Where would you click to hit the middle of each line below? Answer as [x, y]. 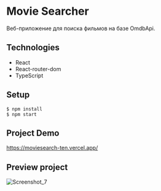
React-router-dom [38, 69]
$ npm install [25, 109]
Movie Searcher [48, 11]
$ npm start [22, 114]
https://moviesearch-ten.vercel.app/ [52, 148]
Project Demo [33, 133]
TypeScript [29, 76]
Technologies [33, 48]
